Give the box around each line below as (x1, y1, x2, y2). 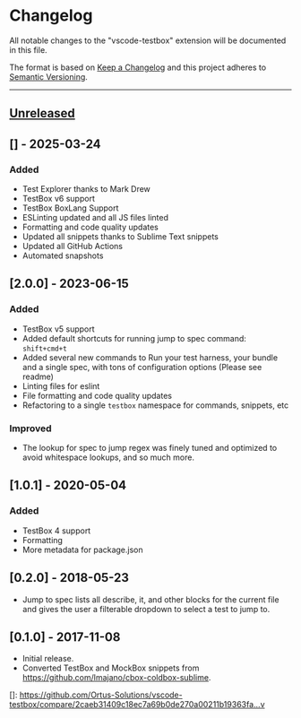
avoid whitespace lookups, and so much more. (21, 452, 195, 463)
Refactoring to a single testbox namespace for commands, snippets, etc (21, 400, 289, 411)
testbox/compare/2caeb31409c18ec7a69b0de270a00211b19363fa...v (9, 699, 266, 710)
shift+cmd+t (21, 344, 67, 353)
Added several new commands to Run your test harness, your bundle (21, 351, 279, 363)
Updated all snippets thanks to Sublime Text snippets (21, 231, 219, 242)
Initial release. (21, 653, 74, 664)
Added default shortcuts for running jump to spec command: (21, 333, 246, 343)
